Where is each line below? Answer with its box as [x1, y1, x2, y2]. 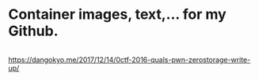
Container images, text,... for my [8, 5, 227, 24]
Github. [8, 22, 59, 40]
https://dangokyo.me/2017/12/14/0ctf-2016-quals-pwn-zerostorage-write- [8, 55, 251, 64]
